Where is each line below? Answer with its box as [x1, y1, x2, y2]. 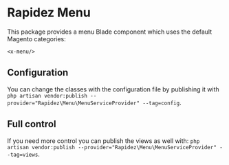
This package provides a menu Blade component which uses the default [7, 27, 212, 36]
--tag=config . [142, 98, 182, 107]
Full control [7, 118, 56, 130]
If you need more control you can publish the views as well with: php [7, 136, 200, 145]
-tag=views [7, 151, 39, 158]
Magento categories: [7, 34, 67, 43]
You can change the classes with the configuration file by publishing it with [7, 85, 220, 93]
